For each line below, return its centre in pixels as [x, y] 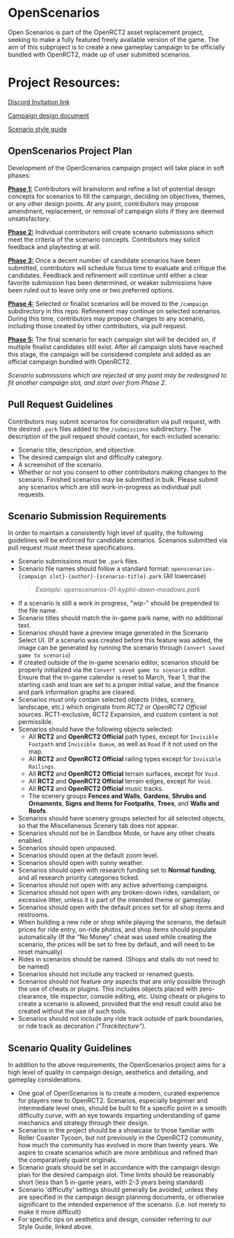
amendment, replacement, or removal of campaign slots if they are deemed [116, 211]
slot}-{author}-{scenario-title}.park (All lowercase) [127, 576]
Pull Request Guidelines [61, 405]
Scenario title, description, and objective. [77, 450]
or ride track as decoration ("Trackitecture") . [82, 1026]
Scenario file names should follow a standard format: [94, 569]
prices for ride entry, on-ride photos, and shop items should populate [117, 929]
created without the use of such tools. [72, 1011]
